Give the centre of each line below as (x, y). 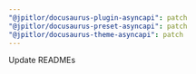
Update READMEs (42, 60)
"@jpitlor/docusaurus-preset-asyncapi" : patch (98, 26)
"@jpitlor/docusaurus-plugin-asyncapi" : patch (98, 18)
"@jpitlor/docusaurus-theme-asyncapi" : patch (96, 34)
